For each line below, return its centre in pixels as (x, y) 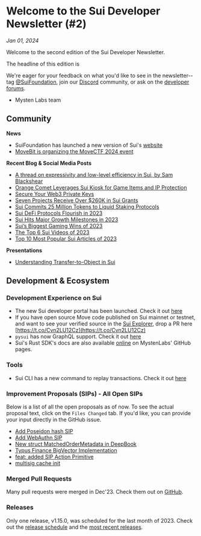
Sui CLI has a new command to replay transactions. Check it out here (100, 378)
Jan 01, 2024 (23, 40)
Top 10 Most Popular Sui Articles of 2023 (66, 238)
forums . (16, 88)
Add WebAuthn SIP (39, 438)
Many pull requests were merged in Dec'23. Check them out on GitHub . (95, 492)
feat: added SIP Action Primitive (54, 457)
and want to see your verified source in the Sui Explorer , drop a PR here (104, 324)
